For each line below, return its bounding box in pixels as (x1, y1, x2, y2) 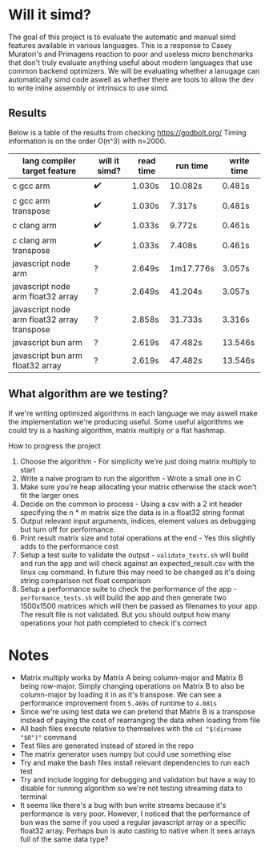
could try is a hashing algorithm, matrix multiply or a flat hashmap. (8, 425, 227, 435)
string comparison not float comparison (19, 575, 151, 585)
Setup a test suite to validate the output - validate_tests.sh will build (19, 550, 249, 560)
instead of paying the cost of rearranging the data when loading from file (19, 715, 260, 725)
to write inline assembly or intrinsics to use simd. (8, 82, 170, 93)
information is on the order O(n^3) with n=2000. (8, 136, 167, 146)
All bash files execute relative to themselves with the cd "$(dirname (19, 723, 242, 733)
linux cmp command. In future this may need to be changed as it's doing (19, 567, 255, 577)
